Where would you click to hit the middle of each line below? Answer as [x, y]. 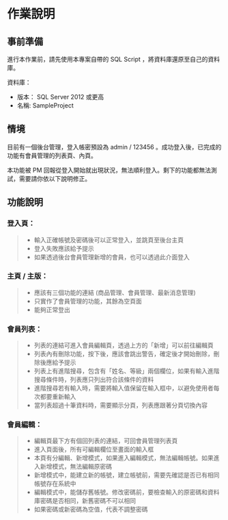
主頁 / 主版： [28, 276]
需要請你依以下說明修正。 [55, 178]
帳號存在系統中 [55, 484]
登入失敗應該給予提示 [64, 248]
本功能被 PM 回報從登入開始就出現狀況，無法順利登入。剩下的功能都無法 [109, 170]
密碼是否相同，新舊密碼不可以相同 [88, 501]
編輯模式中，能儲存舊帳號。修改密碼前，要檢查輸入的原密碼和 [121, 492]
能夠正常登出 [52, 310]
